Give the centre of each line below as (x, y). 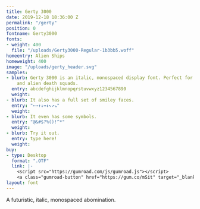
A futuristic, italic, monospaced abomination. (61, 199)
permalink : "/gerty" (32, 23)
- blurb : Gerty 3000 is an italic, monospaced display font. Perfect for (100, 78)
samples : (17, 72)
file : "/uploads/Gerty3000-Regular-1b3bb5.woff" (73, 50)
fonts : (14, 39)
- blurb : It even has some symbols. (51, 116)
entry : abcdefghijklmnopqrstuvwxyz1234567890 (69, 89)
